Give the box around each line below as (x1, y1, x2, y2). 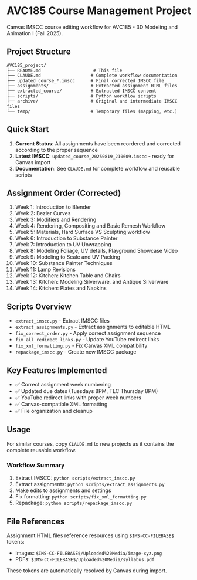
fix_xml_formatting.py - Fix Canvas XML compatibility (15, 342, 148, 350)
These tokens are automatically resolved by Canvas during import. (6, 567, 167, 574)
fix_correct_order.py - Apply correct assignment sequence (15, 330, 161, 337)
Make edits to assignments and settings (15, 487, 111, 494)
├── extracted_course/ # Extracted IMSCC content (6, 88, 157, 94)
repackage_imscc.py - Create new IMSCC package (15, 348, 137, 355)
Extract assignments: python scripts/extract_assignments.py (15, 481, 165, 488)
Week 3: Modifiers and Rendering (15, 216, 97, 223)
